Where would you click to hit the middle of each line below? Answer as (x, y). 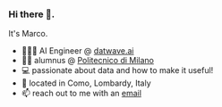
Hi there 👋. (32, 14)
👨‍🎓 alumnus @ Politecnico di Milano (87, 61)
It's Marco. (28, 34)
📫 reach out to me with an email (81, 94)
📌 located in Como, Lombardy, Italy (86, 83)
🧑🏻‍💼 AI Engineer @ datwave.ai (77, 51)
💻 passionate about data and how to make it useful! (117, 70)
